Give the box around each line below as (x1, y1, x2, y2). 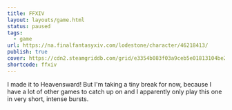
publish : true (7, 49, 48, 56)
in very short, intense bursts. (7, 94, 89, 103)
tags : (7, 29, 23, 36)
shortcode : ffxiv (7, 61, 57, 68)
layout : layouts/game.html (7, 16, 85, 23)
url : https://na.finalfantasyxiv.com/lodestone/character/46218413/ (7, 42, 209, 49)
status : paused (7, 23, 51, 30)
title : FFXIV (7, 10, 45, 17)
